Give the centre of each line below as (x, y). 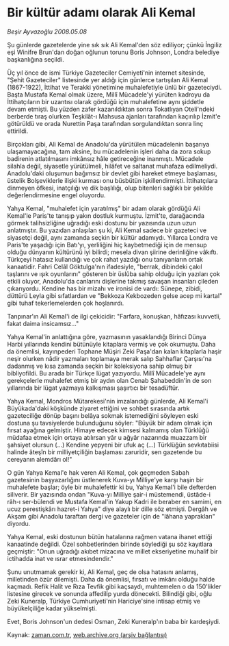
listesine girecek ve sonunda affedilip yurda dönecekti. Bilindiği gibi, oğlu (110, 593)
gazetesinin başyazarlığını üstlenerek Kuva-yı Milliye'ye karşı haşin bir (105, 480)
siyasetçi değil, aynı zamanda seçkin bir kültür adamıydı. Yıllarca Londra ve (112, 237)
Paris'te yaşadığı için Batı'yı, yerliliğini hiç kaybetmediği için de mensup (107, 245)
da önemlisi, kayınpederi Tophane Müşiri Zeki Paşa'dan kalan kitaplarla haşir (114, 351)
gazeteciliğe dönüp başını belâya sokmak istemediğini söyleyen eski (103, 415)
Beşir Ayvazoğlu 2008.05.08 (47, 32)
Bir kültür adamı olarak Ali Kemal (102, 13)
